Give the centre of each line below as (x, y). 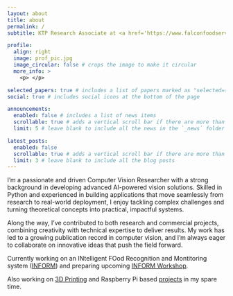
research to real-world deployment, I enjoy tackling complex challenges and (116, 202)
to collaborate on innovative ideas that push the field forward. (95, 245)
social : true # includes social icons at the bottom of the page (103, 97)
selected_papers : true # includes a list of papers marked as (99, 90)
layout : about (28, 14)
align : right (32, 52)
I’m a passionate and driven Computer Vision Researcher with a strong (108, 180)
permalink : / (26, 26)
